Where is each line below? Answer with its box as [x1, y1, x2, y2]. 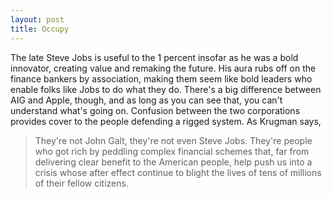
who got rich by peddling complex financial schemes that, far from [34, 145, 310, 157]
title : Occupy [10, 24, 70, 34]
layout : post [10, 14, 65, 25]
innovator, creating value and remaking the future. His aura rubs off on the [10, 62, 317, 74]
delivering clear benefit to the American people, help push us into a [34, 156, 313, 168]
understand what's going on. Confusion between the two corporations [10, 104, 301, 116]
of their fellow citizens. [34, 177, 129, 189]
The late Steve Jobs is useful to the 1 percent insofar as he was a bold [10, 51, 299, 63]
